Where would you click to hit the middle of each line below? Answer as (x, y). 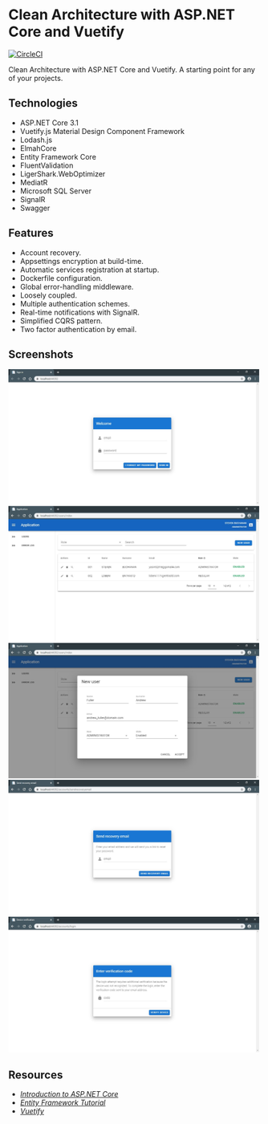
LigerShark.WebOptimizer (63, 173)
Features (31, 233)
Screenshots (41, 354)
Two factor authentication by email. (78, 329)
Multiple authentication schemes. (75, 303)
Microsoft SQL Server (56, 191)
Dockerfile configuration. (61, 278)
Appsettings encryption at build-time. (82, 261)
